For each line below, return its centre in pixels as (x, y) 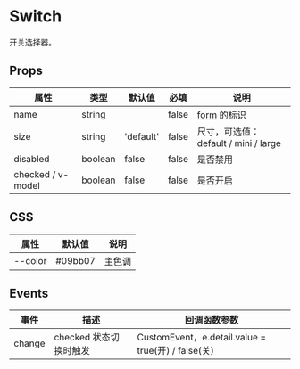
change (30, 343)
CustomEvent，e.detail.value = (201, 338)
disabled (32, 159)
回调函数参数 (212, 320)
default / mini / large (239, 143)
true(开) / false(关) (175, 351)
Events (29, 293)
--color (30, 260)
